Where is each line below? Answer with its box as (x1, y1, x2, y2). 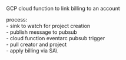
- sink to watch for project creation (6, 23, 91, 29)
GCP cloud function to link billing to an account (6, 5, 121, 12)
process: (6, 16, 28, 23)
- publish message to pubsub (6, 29, 78, 36)
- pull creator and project (6, 41, 67, 48)
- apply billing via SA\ (6, 47, 58, 54)
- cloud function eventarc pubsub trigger (6, 35, 105, 41)
